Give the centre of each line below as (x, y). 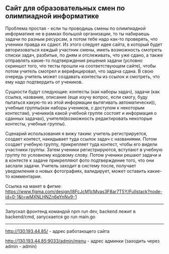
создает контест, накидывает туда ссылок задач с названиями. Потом (81, 139)
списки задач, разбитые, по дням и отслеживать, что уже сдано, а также (84, 55)
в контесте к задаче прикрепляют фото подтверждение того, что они (80, 160)
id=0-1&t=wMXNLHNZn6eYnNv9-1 (41, 197)
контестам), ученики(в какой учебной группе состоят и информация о (81, 113)
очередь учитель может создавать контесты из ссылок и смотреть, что (82, 76)
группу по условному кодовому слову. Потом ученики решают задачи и (83, 155)
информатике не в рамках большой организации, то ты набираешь (77, 34)
